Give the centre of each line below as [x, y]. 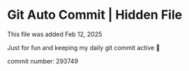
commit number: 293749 [43, 61]
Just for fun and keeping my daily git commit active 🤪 [84, 47]
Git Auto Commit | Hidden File [95, 15]
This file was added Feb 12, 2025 [55, 34]
